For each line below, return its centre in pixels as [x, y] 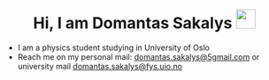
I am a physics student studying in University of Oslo [114, 47]
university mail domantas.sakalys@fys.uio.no [100, 66]
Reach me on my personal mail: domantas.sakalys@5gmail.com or [138, 56]
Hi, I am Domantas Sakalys [133, 23]
